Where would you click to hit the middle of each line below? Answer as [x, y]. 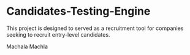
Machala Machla [27, 46]
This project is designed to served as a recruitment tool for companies [95, 28]
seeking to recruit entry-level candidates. [58, 34]
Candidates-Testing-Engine [78, 11]
